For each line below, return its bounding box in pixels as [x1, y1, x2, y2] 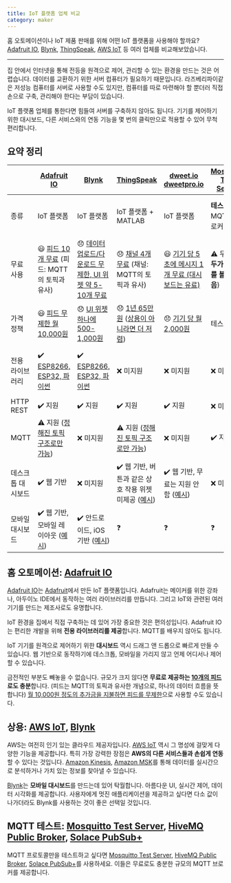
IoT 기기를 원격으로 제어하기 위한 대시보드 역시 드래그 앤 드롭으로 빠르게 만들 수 [7, 641, 219, 650]
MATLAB [116, 216, 145, 226]
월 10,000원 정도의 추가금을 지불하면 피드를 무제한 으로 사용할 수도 [27, 690, 205, 699]
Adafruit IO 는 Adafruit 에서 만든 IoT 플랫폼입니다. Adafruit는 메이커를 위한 [7, 586, 206, 594]
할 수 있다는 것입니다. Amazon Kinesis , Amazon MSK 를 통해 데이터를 [7, 758, 195, 766]
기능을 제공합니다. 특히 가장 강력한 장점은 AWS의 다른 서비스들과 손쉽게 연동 [19, 749, 223, 758]
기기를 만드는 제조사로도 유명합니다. [7, 603, 103, 612]
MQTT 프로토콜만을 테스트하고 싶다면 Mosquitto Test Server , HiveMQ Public [7, 851, 217, 859]
